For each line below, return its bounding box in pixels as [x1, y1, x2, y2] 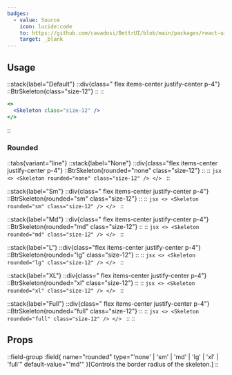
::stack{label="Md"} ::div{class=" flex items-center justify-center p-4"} [7, 215, 209, 223]
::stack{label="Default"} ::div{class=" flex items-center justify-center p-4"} [7, 80, 221, 88]
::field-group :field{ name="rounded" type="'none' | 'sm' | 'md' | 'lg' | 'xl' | [7, 352, 219, 360]
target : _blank [19, 36, 64, 43]
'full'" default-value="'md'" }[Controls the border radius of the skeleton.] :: [7, 360, 219, 368]
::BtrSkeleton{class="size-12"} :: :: [7, 87, 104, 95]
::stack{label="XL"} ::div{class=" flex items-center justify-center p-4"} [7, 271, 207, 280]
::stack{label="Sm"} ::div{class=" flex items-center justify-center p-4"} [7, 187, 209, 195]
